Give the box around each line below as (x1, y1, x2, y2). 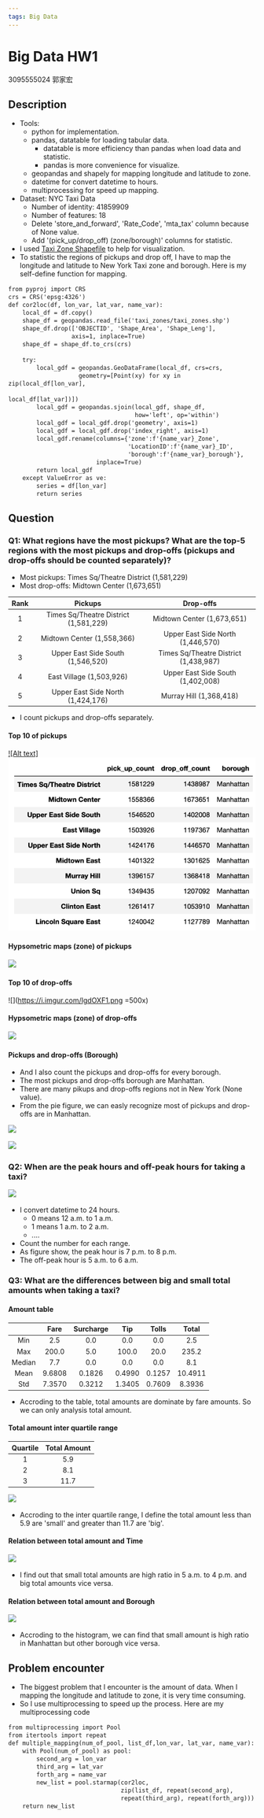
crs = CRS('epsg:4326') (8, 294, 86, 301)
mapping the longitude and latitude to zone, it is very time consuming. (19, 1691, 246, 1700)
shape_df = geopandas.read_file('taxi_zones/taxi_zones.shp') (22, 317, 230, 325)
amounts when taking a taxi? (8, 1285, 120, 1296)
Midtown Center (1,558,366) (40, 634, 135, 643)
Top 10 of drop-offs (8, 978, 73, 988)
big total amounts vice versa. (19, 1578, 114, 1587)
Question (8, 512, 54, 525)
